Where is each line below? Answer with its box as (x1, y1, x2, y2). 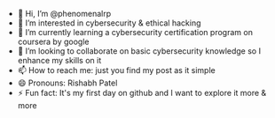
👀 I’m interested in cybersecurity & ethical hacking (17, 18, 201, 28)
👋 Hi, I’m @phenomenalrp (17, 9, 112, 18)
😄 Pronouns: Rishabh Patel (17, 77, 118, 88)
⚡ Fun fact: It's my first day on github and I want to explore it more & (17, 88, 267, 98)
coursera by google (17, 36, 90, 47)
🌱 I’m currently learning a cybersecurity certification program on (17, 27, 253, 37)
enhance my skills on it (17, 55, 102, 65)
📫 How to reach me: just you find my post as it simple (17, 65, 216, 75)
